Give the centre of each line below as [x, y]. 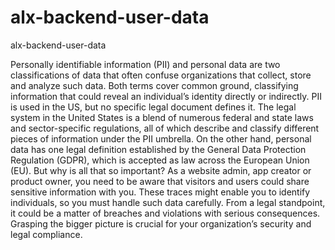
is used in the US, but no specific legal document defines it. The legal [153, 107]
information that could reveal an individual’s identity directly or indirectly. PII [166, 96]
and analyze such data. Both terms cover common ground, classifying [154, 85]
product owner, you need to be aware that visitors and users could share [160, 181]
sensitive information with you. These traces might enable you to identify [160, 192]
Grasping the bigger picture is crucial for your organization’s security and [161, 223]
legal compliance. [46, 234]
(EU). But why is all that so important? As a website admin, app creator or [161, 170]
